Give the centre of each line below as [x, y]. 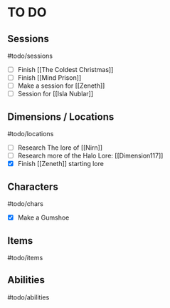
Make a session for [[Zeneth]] [61, 86]
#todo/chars [26, 204]
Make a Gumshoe [43, 217]
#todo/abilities [28, 297]
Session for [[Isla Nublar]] [55, 94]
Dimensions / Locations [61, 117]
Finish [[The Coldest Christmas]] [65, 70]
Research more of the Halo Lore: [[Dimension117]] [90, 156]
